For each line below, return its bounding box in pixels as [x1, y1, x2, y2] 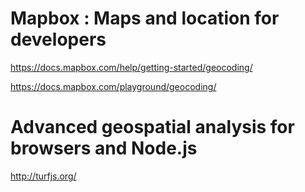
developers [10, 28, 107, 51]
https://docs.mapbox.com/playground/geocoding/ [10, 80, 217, 92]
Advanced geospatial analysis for [10, 116, 295, 139]
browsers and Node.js [10, 137, 198, 160]
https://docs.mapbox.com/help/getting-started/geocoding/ [10, 61, 253, 73]
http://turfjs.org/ [10, 170, 77, 182]
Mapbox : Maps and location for [10, 7, 280, 30]
